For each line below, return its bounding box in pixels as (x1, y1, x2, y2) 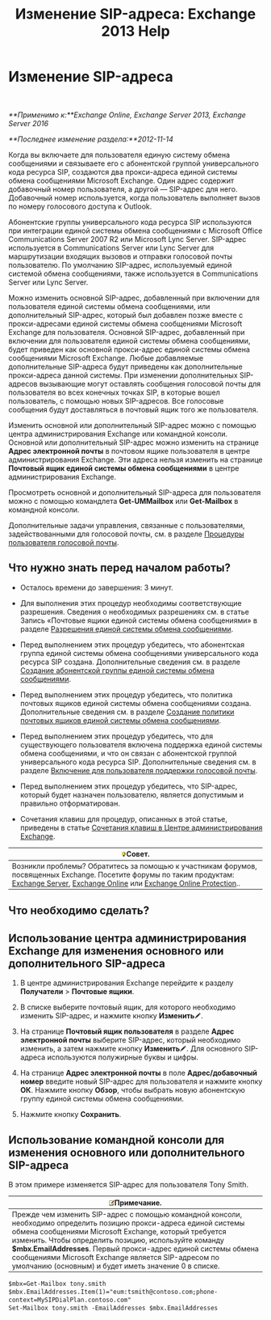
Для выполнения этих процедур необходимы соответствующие (19, 598, 242, 607)
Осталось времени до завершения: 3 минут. (19, 582, 173, 592)
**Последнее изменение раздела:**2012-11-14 (8, 134, 173, 144)
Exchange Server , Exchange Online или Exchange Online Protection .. (11, 878, 240, 888)
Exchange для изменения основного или (8, 944, 224, 958)
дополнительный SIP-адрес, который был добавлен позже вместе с (8, 310, 244, 319)
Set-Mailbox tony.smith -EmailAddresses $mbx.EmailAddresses (8, 1304, 219, 1313)
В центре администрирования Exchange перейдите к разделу (19, 978, 234, 988)
